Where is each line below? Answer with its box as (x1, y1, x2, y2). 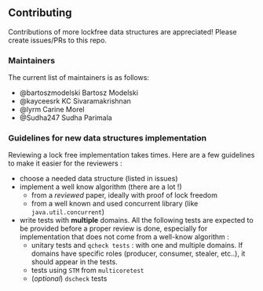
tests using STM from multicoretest (31, 266, 144, 275)
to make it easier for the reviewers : (8, 158, 123, 168)
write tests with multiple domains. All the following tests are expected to (19, 216, 254, 225)
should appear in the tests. (31, 257, 118, 267)
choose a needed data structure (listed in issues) (19, 174, 178, 184)
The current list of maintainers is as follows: (8, 73, 149, 82)
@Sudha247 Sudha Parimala (19, 113, 112, 122)
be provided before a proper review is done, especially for (19, 224, 208, 234)
